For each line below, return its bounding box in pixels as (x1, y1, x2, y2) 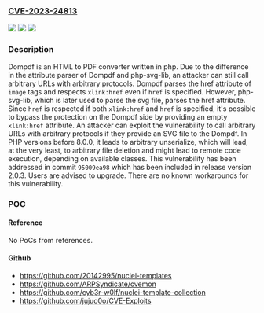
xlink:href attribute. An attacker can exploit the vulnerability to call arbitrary (8, 120, 256, 130)
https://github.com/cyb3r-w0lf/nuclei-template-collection (19, 287, 206, 296)
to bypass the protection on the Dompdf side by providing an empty (8, 112, 228, 121)
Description (8, 44, 54, 55)
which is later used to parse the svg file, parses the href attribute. (34, 95, 246, 105)
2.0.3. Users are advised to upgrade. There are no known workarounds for (8, 171, 249, 180)
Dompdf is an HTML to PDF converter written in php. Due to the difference (8, 61, 249, 72)
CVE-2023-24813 (8, 6, 78, 17)
